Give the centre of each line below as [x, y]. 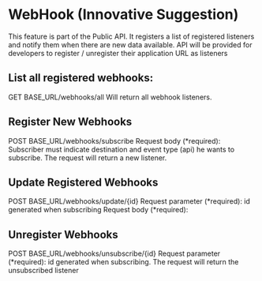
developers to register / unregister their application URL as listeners [118, 53]
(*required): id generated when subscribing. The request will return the [124, 262]
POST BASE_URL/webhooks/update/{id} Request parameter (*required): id [129, 201]
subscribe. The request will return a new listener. [88, 157]
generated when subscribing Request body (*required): [98, 210]
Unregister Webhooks [63, 234]
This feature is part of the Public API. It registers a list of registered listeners [131, 36]
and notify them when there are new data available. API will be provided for [130, 44]
